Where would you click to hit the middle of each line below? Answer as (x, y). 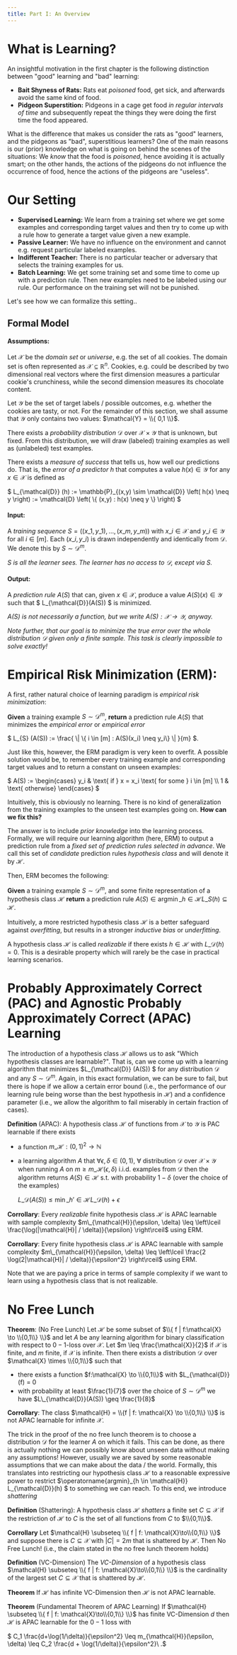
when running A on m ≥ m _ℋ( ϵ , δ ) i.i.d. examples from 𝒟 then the (113, 1169)
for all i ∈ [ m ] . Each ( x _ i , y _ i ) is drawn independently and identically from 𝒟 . (117, 538)
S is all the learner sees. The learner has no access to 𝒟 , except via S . (110, 562)
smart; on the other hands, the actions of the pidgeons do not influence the (117, 164)
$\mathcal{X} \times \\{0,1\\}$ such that (65, 1361)
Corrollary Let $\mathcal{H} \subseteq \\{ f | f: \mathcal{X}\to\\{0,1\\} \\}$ (114, 1532)
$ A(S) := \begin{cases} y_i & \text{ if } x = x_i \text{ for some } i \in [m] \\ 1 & (118, 781)
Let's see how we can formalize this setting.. (72, 301)
